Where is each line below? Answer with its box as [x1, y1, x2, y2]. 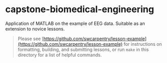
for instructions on [123, 41, 162, 47]
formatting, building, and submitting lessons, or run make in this [17, 46, 149, 52]
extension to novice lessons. [5, 25, 65, 31]
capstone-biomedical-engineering [5, 4, 154, 15]
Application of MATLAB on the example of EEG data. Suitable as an [5, 20, 145, 26]
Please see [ [17, 36, 44, 42]
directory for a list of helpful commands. [17, 52, 102, 58]
